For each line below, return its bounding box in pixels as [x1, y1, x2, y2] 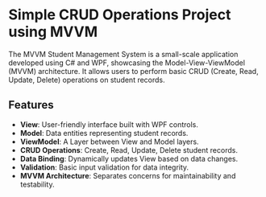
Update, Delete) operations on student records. [8, 75, 165, 84]
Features [8, 98, 54, 112]
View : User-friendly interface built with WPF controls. [19, 119, 199, 129]
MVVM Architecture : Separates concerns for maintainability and [19, 170, 236, 180]
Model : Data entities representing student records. [19, 128, 189, 137]
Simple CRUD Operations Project [8, 6, 231, 24]
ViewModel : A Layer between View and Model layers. [19, 137, 199, 146]
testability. [19, 179, 55, 189]
